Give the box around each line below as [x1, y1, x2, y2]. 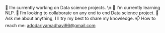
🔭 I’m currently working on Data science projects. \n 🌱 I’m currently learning [5, 5, 161, 10]
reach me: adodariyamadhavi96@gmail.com [5, 23, 96, 28]
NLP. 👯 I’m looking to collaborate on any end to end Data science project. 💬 [5, 10, 159, 16]
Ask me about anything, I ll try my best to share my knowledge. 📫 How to [5, 15, 156, 21]
